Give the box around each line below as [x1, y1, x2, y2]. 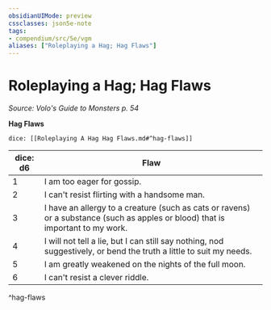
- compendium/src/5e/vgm [8, 34, 92, 43]
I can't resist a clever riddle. [44, 272, 149, 283]
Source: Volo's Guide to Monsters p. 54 [8, 103, 140, 113]
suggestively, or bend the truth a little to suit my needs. [44, 245, 252, 257]
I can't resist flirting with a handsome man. [44, 189, 206, 200]
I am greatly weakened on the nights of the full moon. [44, 259, 246, 270]
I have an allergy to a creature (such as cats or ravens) [44, 203, 251, 214]
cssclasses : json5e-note [8, 19, 92, 27]
